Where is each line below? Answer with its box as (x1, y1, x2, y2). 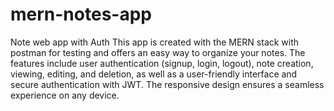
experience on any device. (10, 89, 120, 101)
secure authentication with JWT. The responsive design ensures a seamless (10, 78, 325, 90)
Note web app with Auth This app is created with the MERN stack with (10, 36, 300, 48)
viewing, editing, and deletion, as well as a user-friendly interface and (10, 68, 298, 80)
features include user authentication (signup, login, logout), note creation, (10, 57, 314, 69)
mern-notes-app (10, 3, 152, 26)
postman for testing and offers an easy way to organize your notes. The (10, 46, 306, 58)
